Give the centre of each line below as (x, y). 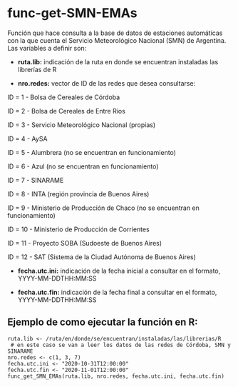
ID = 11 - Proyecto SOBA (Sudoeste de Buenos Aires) (85, 243)
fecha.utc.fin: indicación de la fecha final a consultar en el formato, (117, 292)
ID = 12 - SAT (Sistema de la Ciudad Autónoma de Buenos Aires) (102, 257)
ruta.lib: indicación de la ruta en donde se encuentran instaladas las (118, 61)
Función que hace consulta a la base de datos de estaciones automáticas (115, 33)
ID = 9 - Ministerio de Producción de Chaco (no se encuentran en (103, 208)
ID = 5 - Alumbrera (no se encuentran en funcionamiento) (92, 152)
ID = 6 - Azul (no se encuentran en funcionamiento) (83, 166)
